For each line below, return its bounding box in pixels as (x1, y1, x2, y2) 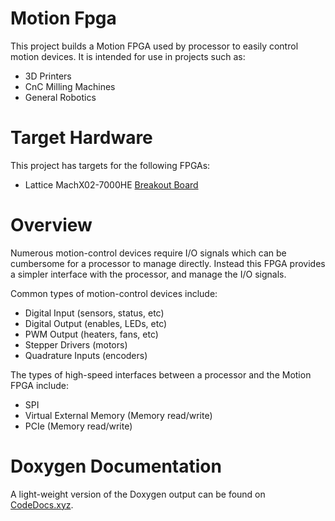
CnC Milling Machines (24, 80, 116, 92)
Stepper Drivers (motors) (24, 338, 128, 351)
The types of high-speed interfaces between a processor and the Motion (10, 368, 312, 381)
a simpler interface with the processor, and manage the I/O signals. (10, 268, 287, 280)
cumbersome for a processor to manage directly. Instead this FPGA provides (10, 257, 326, 269)
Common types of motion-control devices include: (10, 287, 218, 299)
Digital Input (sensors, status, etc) (24, 307, 165, 319)
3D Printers (24, 70, 72, 82)
